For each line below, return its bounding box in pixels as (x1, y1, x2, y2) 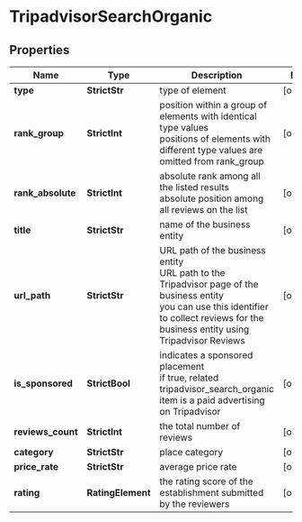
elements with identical (159, 110, 258, 123)
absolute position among (159, 192, 264, 205)
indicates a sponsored (159, 349, 253, 362)
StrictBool (86, 377, 130, 389)
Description (191, 69, 243, 81)
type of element (159, 84, 226, 96)
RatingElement (86, 487, 151, 499)
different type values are (159, 144, 263, 156)
